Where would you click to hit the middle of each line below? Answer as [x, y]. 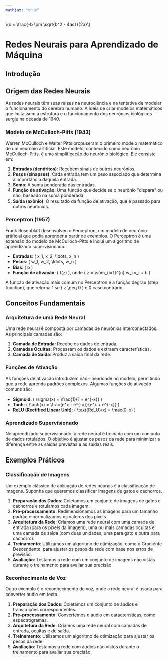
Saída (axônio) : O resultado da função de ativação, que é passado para [87, 201]
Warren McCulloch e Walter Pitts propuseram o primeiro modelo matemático [84, 143]
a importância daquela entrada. [45, 180]
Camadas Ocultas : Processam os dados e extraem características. [82, 349]
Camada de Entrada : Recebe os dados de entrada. [65, 344]
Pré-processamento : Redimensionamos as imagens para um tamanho [85, 511]
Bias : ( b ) [23, 267]
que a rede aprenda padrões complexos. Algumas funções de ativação [78, 384]
